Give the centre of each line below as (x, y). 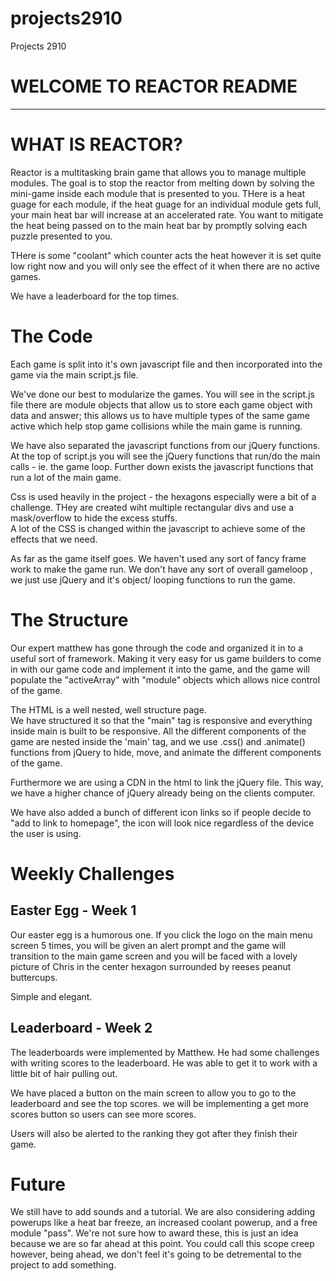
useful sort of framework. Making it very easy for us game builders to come (166, 658)
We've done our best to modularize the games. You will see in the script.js (162, 394)
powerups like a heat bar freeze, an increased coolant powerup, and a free (164, 1223)
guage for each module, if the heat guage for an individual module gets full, (166, 204)
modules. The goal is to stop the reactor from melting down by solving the (162, 183)
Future (38, 1184)
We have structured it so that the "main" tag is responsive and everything (161, 720)
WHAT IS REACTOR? (96, 144)
